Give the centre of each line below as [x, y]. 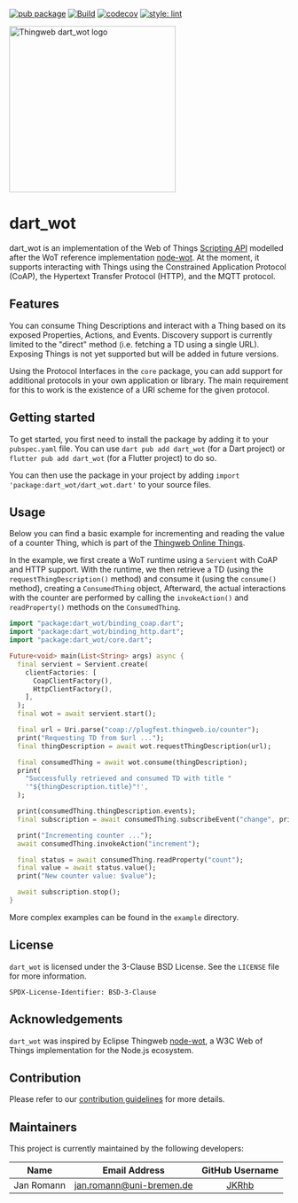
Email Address [134, 1170]
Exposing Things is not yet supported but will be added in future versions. [144, 354]
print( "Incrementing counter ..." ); [85, 835]
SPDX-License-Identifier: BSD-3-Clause [83, 992]
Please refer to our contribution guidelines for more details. [117, 1099]
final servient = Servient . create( [83, 664]
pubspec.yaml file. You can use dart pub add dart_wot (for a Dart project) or [147, 449]
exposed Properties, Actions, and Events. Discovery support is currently [141, 335]
